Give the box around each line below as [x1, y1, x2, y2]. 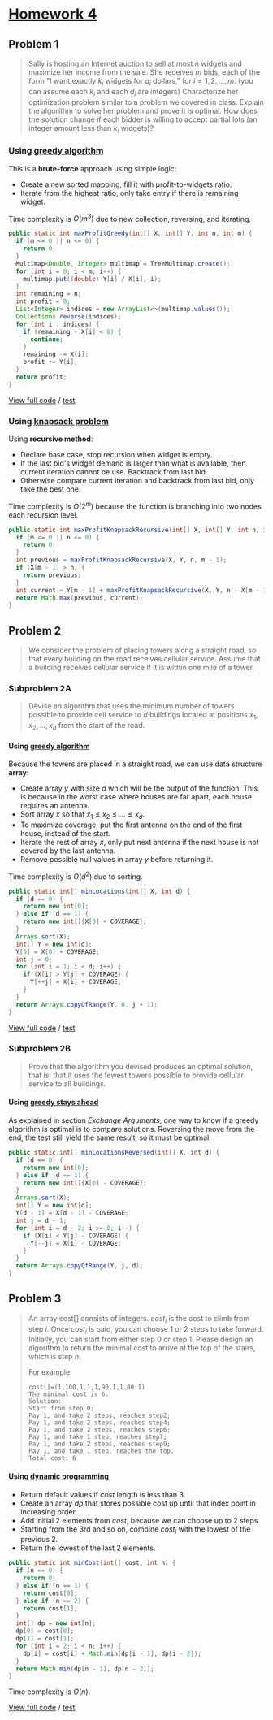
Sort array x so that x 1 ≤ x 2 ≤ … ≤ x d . [19, 809, 145, 821]
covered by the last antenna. [19, 846, 116, 856]
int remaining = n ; [15, 290, 82, 298]
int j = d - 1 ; [15, 1216, 67, 1224]
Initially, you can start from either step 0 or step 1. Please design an [28, 1334, 253, 1345]
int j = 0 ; [15, 955, 53, 964]
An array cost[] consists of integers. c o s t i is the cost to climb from [28, 1313, 250, 1325]
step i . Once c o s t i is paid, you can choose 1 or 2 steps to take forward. [28, 1324, 264, 1336]
